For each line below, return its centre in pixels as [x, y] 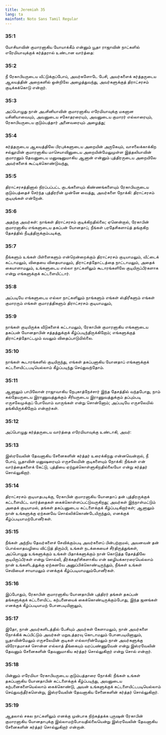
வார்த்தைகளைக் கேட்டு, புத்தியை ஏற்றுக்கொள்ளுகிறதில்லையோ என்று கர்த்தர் [76, 467]
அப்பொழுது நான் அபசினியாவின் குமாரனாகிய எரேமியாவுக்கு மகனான [69, 111]
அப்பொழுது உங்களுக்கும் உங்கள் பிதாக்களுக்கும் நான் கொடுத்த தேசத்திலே [75, 554]
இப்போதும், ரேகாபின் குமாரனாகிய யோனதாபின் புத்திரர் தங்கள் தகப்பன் [72, 594]
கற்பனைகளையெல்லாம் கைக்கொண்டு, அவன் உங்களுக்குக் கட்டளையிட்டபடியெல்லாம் [83, 686]
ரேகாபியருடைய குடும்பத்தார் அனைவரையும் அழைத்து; [55, 123]
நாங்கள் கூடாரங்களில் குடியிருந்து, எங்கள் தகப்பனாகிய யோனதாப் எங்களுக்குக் [77, 362]
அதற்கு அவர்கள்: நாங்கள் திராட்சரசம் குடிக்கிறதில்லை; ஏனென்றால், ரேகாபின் [77, 222]
